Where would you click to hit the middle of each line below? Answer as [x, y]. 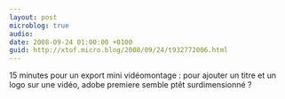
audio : [21, 34]
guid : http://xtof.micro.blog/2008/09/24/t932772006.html [119, 50]
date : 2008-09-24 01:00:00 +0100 [71, 42]
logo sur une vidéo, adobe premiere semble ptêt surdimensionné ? [131, 85]
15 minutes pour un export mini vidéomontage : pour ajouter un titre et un [143, 75]
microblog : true [39, 26]
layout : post [33, 17]
